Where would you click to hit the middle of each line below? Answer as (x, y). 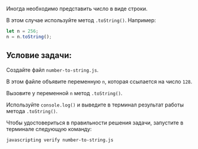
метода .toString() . (32, 111)
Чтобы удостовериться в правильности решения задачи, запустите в (95, 123)
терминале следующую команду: (49, 129)
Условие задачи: (39, 55)
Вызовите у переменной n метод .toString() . (64, 93)
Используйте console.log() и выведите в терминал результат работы (95, 105)
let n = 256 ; (22, 31)
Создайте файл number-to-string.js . (52, 70)
